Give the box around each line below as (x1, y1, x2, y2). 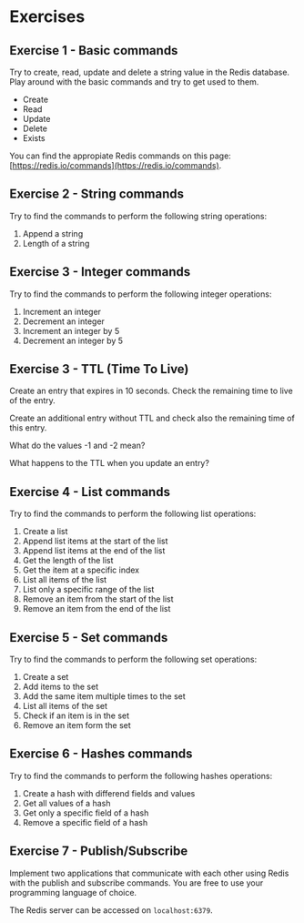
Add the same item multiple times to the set (22, 691, 187, 702)
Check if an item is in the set (22, 710, 130, 721)
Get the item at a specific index (22, 564, 139, 575)
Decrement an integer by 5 (22, 335, 124, 346)
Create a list (22, 526, 68, 537)
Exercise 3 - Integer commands (9, 264, 191, 279)
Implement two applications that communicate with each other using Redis (9, 867, 289, 878)
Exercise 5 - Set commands (9, 630, 168, 645)
